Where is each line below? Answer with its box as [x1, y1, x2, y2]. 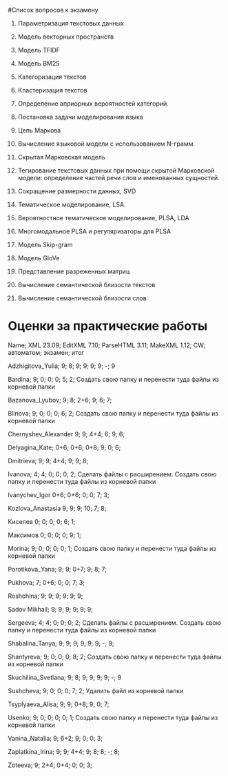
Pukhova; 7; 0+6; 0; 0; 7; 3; [8, 578, 85, 586]
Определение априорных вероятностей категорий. [17, 99, 169, 108]
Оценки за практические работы [8, 318, 208, 334]
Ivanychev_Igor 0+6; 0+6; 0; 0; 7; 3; [8, 490, 110, 499]
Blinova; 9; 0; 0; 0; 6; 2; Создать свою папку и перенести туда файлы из [8, 409, 219, 417]
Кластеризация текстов [17, 86, 87, 94]
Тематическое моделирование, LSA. [17, 200, 126, 208]
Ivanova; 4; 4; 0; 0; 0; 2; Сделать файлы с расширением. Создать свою [8, 469, 217, 478]
